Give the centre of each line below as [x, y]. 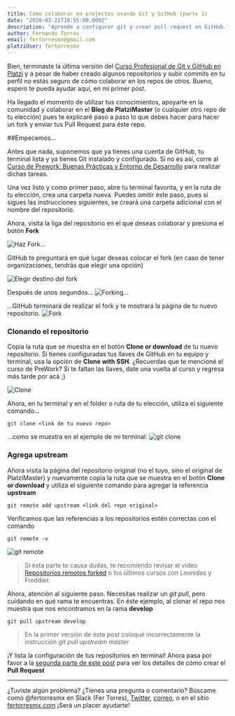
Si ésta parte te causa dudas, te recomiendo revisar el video [111, 565]
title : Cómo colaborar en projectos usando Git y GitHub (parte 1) [108, 14]
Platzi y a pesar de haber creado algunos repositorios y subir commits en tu [116, 73]
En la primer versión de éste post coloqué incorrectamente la [112, 634]
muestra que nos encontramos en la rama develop [80, 608]
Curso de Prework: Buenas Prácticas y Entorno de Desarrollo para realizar [114, 166]
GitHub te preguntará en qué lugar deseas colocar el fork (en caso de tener [116, 258]
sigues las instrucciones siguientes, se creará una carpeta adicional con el [114, 202]
